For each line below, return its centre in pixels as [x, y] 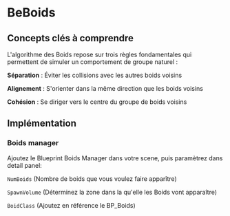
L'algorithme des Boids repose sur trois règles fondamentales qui [100, 54]
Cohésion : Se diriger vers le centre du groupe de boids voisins [97, 102]
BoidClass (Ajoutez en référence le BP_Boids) [71, 205]
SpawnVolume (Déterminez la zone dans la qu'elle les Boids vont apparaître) [112, 192]
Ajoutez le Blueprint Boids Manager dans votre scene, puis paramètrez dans [115, 158]
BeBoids [31, 13]
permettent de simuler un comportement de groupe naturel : [92, 62]
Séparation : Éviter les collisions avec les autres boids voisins [95, 75]
